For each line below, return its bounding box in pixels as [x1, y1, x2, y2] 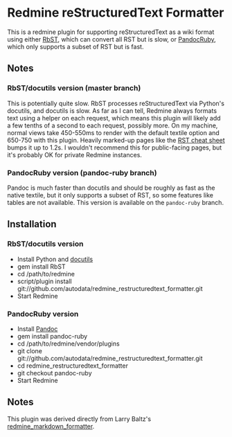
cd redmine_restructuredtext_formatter [17, 362, 128, 370]
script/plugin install [17, 277, 72, 285]
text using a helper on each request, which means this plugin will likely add [7, 114, 221, 122]
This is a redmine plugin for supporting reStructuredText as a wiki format [7, 28, 215, 36]
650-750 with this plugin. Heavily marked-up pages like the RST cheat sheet [7, 136, 225, 144]
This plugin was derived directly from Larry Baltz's [7, 414, 151, 423]
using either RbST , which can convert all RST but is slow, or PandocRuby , [7, 35, 216, 43]
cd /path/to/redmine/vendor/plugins [17, 339, 120, 348]
